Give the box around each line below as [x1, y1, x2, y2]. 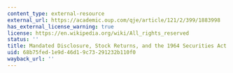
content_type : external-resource [7, 10, 105, 17]
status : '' [7, 36, 39, 43]
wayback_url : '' [7, 56, 55, 63]
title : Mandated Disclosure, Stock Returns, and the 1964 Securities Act [7, 42, 227, 49]
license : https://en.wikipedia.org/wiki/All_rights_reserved [7, 29, 190, 37]
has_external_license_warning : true [7, 23, 114, 30]
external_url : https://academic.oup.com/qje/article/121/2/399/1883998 [7, 17, 220, 24]
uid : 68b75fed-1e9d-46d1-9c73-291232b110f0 [7, 49, 136, 56]
